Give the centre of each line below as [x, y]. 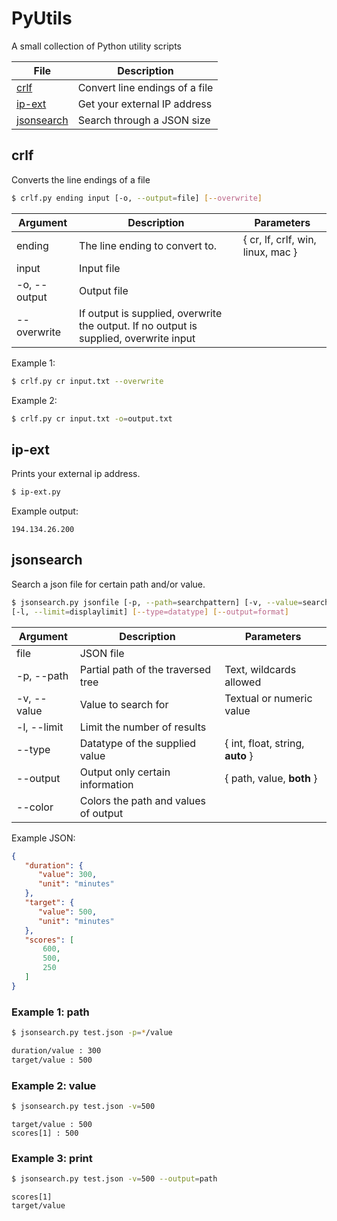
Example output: [45, 511]
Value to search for [124, 704]
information [106, 784]
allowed [243, 682]
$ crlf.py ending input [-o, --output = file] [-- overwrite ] [137, 198]
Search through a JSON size [144, 120]
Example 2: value [54, 1085]
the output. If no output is [138, 325]
